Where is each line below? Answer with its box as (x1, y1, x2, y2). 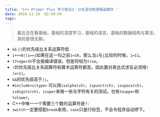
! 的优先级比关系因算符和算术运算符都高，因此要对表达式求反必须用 (12, 64, 147, 70)
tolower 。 (12, 95, 32, 101)
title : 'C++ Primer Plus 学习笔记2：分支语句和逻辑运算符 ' (5, 7, 118, 12)
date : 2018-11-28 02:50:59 (5, 12, 62, 16)
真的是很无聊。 (17, 36, 47, 42)
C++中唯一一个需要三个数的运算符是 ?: (12, 101, 89, 106)
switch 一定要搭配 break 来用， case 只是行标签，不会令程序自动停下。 (12, 107, 147, 113)
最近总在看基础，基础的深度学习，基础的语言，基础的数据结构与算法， (17, 30, 158, 36)
